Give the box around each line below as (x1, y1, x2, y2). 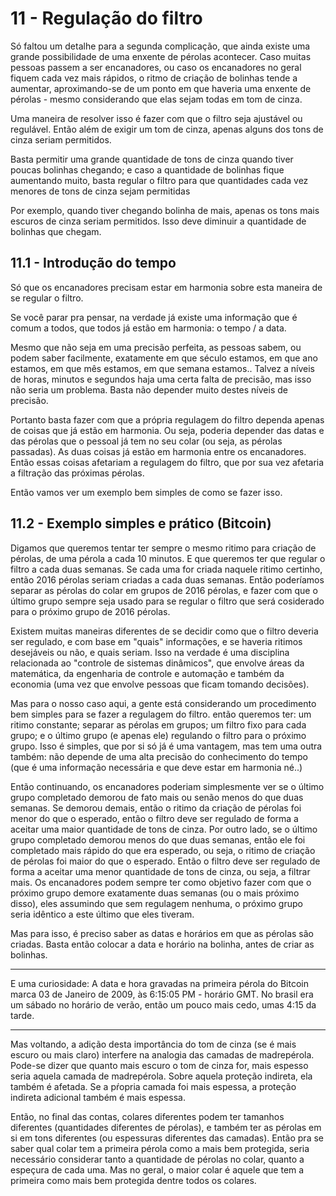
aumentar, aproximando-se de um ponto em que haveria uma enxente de (10, 82, 312, 94)
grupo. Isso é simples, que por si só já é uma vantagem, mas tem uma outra (10, 740, 323, 752)
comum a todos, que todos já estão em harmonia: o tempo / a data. (10, 322, 287, 334)
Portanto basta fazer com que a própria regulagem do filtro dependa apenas (10, 413, 325, 426)
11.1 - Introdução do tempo (10, 255, 177, 272)
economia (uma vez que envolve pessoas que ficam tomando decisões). (10, 678, 310, 690)
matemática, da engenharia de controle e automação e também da (10, 667, 285, 679)
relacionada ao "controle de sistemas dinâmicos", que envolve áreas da (10, 657, 305, 669)
